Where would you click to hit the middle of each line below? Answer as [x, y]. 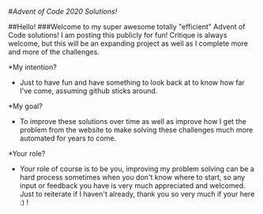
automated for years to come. [68, 138]
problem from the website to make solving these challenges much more [136, 130]
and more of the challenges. [54, 52]
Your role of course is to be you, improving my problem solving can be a [137, 169]
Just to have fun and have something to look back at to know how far [132, 83]
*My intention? [32, 67]
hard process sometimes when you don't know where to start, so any [132, 177]
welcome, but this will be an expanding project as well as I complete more [128, 43]
